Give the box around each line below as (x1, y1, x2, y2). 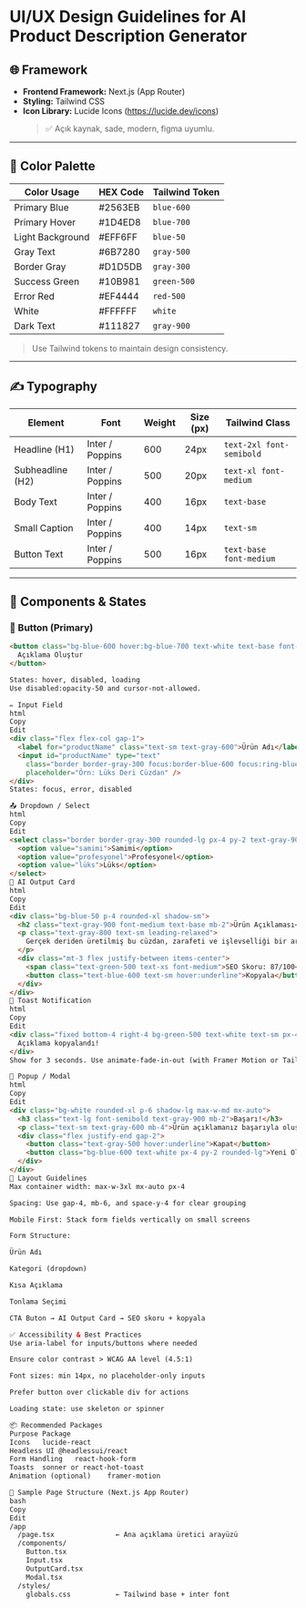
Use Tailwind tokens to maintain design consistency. (31, 343, 229, 353)
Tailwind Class (225, 416, 291, 429)
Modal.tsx (25, 1572, 64, 1582)
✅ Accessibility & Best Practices (9, 1330, 143, 1339)
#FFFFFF (98, 304, 138, 317)
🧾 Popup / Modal (9, 1072, 71, 1081)
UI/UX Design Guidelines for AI (9, 6, 247, 27)
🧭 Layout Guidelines (9, 1173, 88, 1183)
